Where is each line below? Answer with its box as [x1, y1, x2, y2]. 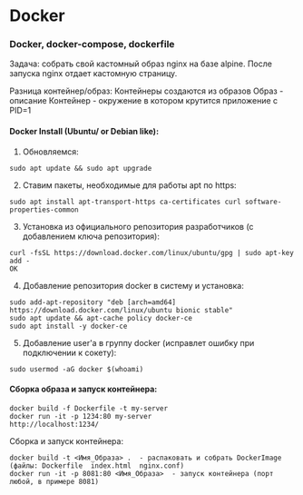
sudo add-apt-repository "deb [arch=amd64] [9, 297, 177, 307]
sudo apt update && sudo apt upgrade [9, 163, 152, 173]
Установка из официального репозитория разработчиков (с [22, 221, 254, 232]
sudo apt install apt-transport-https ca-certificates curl [9, 197, 242, 206]
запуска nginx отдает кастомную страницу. [9, 68, 178, 79]
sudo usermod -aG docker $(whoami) [9, 364, 144, 373]
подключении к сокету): [22, 347, 117, 358]
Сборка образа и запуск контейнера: [9, 383, 158, 395]
